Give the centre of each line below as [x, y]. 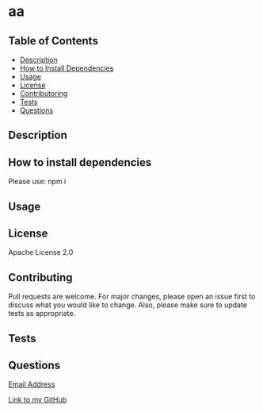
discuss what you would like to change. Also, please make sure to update [128, 305]
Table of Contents [53, 41]
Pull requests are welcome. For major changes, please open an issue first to [132, 297]
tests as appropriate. [42, 314]
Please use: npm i [37, 182]
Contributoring [44, 93]
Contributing [40, 277]
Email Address [32, 384]
